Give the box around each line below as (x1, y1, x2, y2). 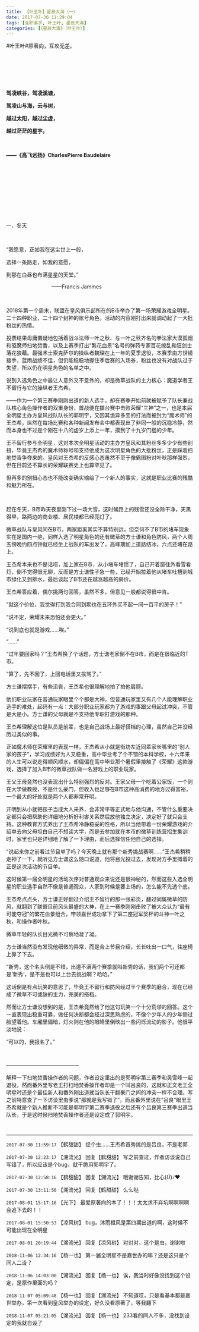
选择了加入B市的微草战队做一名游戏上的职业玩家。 (16, 765, 140, 773)
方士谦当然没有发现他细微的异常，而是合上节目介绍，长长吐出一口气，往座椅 (6, 943, 193, 950)
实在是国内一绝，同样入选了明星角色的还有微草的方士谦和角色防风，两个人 (6, 533, 188, 541)
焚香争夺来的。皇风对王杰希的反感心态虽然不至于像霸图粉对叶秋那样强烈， (11, 454, 193, 461)
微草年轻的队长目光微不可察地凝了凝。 (6, 931, 99, 938)
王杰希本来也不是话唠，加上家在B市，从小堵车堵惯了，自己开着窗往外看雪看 (6, 561, 191, 568)
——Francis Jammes (51, 283, 102, 290)
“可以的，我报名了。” (6, 1038, 55, 1045)
